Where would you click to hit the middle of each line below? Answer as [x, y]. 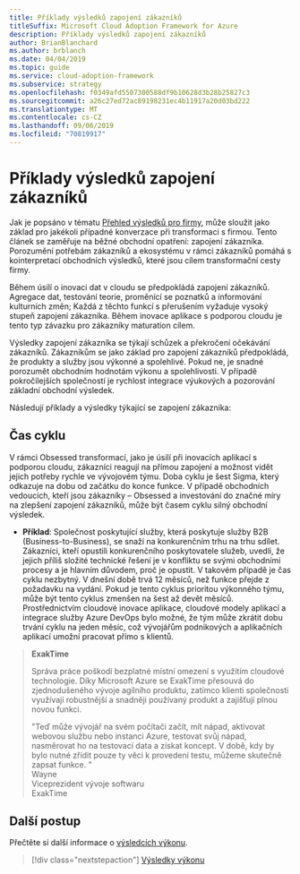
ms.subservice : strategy [56, 84]
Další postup [45, 822]
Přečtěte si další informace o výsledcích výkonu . [99, 843]
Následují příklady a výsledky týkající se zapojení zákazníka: [120, 407]
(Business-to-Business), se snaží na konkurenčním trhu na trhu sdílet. [151, 541]
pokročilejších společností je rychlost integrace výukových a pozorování [142, 381]
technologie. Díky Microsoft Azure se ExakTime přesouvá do [142, 681]
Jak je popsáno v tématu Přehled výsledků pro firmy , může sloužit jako [140, 222]
